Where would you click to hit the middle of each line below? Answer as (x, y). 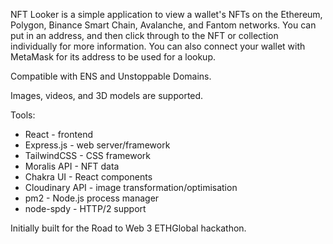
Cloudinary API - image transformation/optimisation (131, 187)
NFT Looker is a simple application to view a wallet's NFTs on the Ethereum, (166, 14)
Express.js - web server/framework (97, 145)
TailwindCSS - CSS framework (88, 155)
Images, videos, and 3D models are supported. (107, 95)
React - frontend (58, 134)
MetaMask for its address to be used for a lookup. (113, 57)
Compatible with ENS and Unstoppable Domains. (111, 76)
